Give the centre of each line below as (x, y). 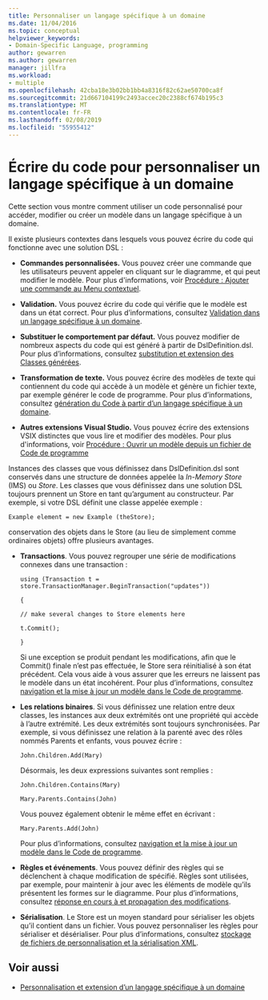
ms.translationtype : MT (48, 105)
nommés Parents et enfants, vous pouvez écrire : (101, 740)
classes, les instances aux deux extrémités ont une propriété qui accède (139, 715)
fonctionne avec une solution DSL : (66, 247)
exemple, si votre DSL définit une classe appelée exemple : (105, 502)
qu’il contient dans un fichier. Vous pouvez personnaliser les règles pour (139, 925)
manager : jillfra (37, 68)
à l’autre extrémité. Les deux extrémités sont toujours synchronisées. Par (140, 724)
